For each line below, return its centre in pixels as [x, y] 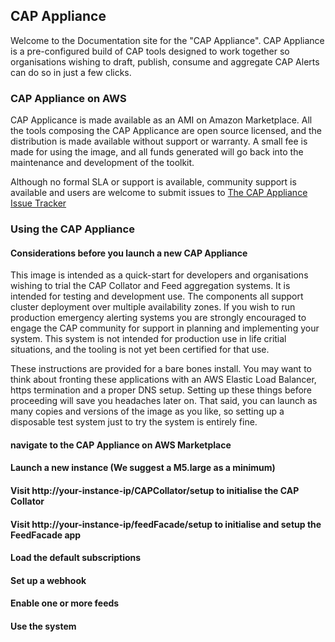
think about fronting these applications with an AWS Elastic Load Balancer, [163, 380]
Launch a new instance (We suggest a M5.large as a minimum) [143, 468]
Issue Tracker [38, 203]
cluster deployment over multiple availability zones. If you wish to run [153, 307]
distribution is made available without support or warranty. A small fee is [159, 141]
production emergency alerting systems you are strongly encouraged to [158, 318]
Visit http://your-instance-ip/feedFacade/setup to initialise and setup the [166, 524]
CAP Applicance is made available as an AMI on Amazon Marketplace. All [161, 120]
